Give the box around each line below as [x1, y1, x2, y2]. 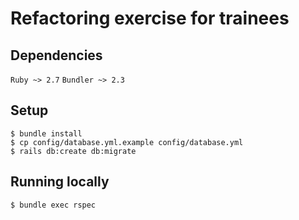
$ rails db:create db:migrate [10, 146, 137, 156]
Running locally [10, 173, 110, 191]
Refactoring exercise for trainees [10, 7, 290, 30]
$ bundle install [10, 128, 83, 139]
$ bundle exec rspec [10, 200, 97, 210]
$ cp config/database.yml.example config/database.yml [10, 137, 244, 147]
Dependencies [10, 47, 103, 64]
